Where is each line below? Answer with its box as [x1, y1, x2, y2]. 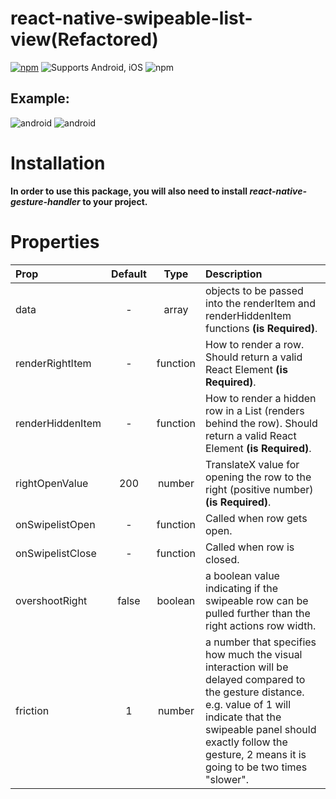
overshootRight [15, 593, 88, 607]
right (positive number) [205, 482, 314, 496]
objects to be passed [205, 283, 304, 297]
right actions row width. [205, 618, 317, 632]
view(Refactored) [10, 28, 159, 51]
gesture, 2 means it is [205, 747, 307, 761]
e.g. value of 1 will [205, 697, 292, 711]
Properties [10, 230, 100, 253]
